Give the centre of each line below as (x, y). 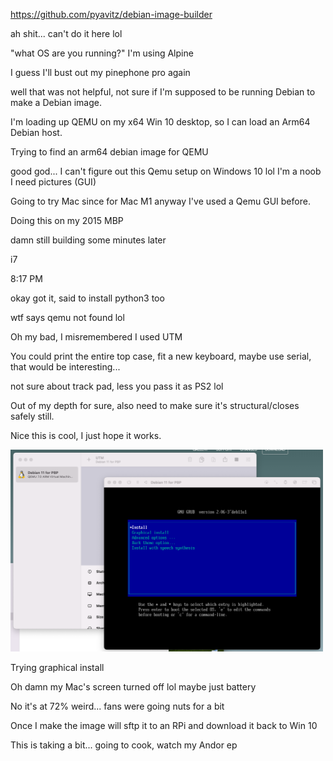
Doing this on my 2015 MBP (67, 220)
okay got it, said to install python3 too (87, 298)
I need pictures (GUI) (53, 182)
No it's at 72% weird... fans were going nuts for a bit (117, 706)
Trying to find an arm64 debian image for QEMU (109, 152)
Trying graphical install (57, 667)
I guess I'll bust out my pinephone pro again (100, 72)
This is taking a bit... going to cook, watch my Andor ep (124, 745)
